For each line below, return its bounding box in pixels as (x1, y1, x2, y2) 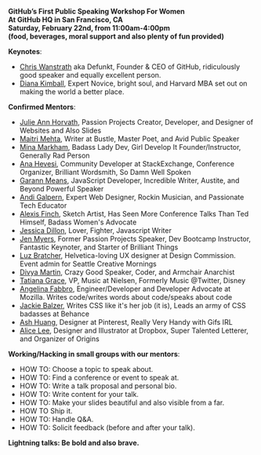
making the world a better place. (19, 87, 125, 96)
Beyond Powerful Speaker (19, 184, 104, 193)
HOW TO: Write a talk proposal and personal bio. (19, 381, 177, 391)
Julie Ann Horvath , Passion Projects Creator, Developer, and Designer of (19, 118, 253, 126)
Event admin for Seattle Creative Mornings (19, 259, 157, 268)
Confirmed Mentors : (8, 102, 76, 111)
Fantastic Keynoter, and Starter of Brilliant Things (19, 242, 179, 252)
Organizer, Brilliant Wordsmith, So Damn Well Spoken (19, 168, 191, 177)
